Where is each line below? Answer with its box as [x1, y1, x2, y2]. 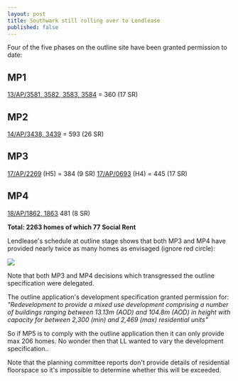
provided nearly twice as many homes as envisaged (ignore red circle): [7, 244, 215, 253]
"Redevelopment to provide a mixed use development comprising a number [7, 300, 229, 308]
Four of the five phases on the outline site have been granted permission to [7, 43, 227, 52]
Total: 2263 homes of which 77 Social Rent [7, 222, 136, 231]
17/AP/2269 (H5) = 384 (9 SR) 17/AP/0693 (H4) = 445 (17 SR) [7, 169, 188, 178]
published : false [7, 24, 59, 31]
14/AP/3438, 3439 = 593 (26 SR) [7, 130, 104, 138]
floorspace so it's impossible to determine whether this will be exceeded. [7, 365, 222, 374]
